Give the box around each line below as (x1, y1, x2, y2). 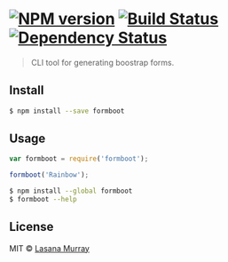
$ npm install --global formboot (9, 187, 133, 195)
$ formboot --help (9, 195, 77, 204)
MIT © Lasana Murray (9, 242, 90, 253)
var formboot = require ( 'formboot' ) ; (9, 155, 149, 163)
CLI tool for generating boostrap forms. (30, 57, 175, 67)
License (9, 219, 54, 234)
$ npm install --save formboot (9, 107, 125, 115)
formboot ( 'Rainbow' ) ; (9, 171, 90, 179)
